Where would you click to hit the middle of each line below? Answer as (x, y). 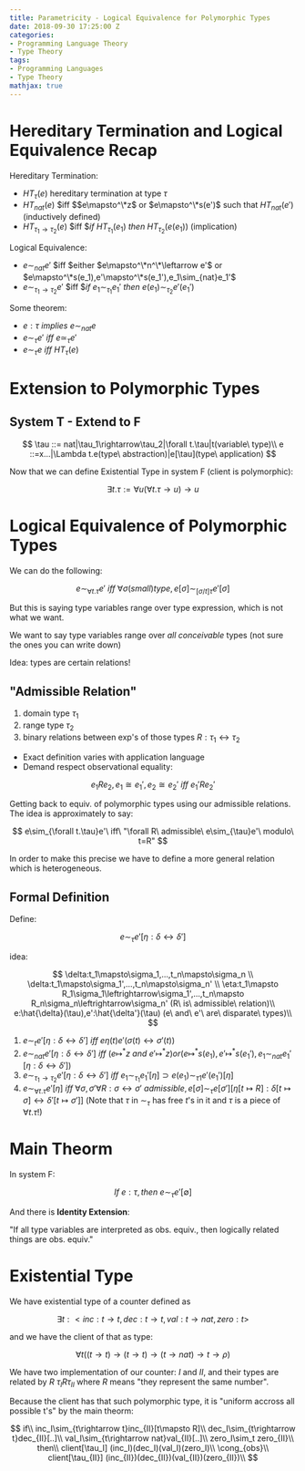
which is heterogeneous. (56, 868)
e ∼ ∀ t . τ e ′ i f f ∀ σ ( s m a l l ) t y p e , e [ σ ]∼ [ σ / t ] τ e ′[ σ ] (153, 589)
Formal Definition (60, 897)
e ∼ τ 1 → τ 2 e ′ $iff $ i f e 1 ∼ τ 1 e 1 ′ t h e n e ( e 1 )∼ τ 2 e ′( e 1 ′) (108, 289)
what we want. (37, 617)
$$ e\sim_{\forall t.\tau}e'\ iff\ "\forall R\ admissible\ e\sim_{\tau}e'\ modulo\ (153, 832)
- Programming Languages (56, 69)
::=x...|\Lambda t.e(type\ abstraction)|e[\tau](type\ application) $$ (153, 453)
